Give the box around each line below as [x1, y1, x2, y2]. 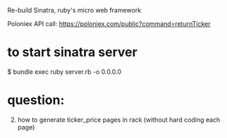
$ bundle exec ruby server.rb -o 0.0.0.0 [7, 67, 122, 76]
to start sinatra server [7, 44, 137, 61]
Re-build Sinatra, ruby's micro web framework [7, 6, 142, 14]
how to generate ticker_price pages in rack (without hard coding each [17, 115, 221, 124]
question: [7, 92, 65, 108]
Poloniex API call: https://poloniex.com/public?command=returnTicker [7, 20, 211, 27]
